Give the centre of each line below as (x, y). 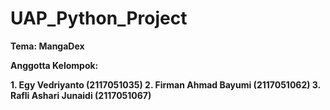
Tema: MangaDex (47, 46)
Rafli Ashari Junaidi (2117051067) (81, 95)
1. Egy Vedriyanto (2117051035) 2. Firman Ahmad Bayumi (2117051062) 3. (165, 84)
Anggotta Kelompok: (54, 65)
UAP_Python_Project (99, 18)
